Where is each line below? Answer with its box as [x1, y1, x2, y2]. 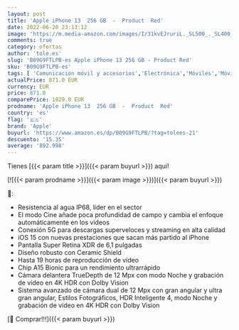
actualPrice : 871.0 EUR [7, 76, 78, 84]
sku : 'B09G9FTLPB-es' [7, 63, 72, 70]
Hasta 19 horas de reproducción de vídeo [17, 256, 139, 265]
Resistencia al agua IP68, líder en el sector [17, 203, 142, 211]
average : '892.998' [7, 143, 65, 150]
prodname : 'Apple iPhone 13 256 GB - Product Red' [7, 103, 174, 110]
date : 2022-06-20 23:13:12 [7, 23, 87, 31]
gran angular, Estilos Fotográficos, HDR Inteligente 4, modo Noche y [17, 294, 218, 302]
